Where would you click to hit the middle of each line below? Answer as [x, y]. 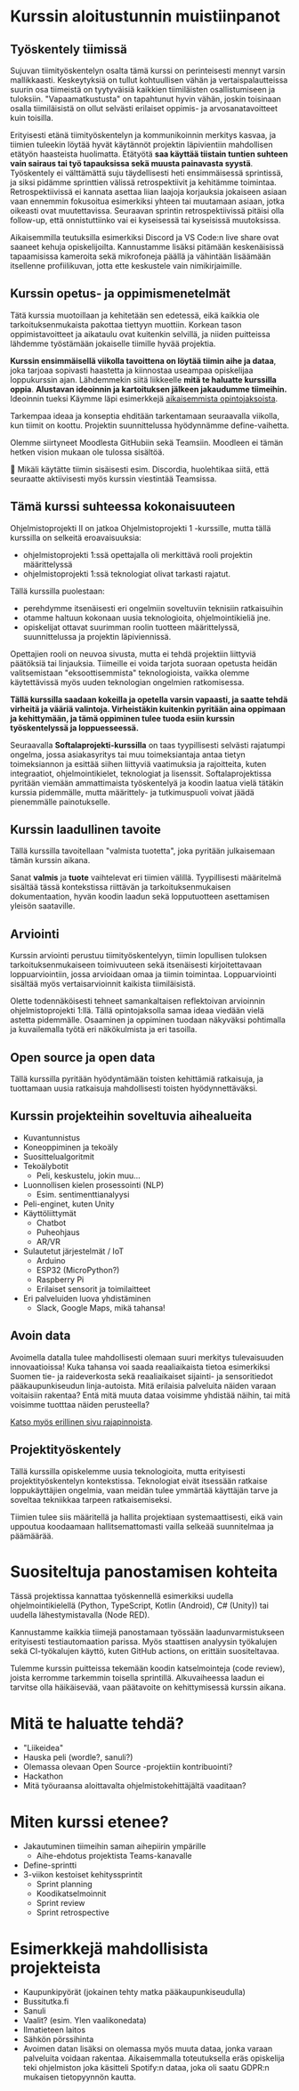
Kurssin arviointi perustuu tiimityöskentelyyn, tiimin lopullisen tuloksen [139, 956]
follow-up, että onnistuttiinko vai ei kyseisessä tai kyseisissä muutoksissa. [145, 220]
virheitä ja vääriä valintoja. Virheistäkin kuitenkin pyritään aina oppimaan [148, 708]
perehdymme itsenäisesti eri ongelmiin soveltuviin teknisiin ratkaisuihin [153, 608]
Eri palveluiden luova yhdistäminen [87, 1298]
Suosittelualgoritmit [58, 1156]
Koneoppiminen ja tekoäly [70, 1147]
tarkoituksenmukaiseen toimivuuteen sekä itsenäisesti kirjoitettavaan [136, 965]
